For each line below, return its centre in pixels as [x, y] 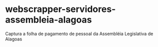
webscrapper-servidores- [61, 9]
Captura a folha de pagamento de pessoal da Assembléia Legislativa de [79, 33]
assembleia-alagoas [48, 20]
